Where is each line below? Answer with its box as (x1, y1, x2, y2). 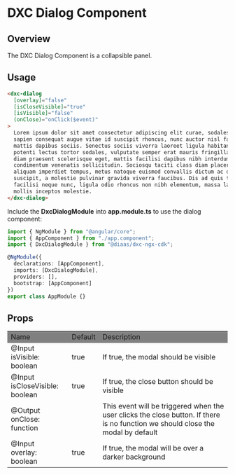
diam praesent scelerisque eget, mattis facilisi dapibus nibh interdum (13, 156, 230, 163)
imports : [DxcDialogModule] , (13, 267, 99, 274)
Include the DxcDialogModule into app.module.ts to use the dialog (7, 207, 201, 215)
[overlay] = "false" (13, 97, 68, 104)
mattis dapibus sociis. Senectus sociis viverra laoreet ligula (13, 142, 205, 149)
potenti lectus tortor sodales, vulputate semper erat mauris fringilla (13, 149, 230, 156)
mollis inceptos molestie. (13, 188, 92, 195)
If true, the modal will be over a (102, 443, 204, 453)
